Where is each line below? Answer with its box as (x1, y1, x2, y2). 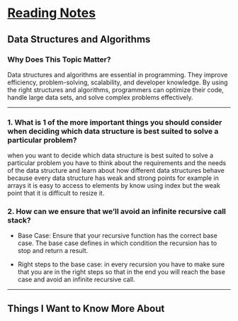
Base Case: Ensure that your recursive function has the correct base (17, 232, 217, 240)
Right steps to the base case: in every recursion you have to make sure (17, 260, 225, 269)
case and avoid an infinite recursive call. (17, 275, 136, 284)
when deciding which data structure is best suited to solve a (7, 126, 219, 136)
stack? (7, 215, 32, 225)
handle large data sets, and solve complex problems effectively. (7, 93, 193, 101)
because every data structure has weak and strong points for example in (7, 174, 220, 182)
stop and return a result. (17, 247, 89, 255)
